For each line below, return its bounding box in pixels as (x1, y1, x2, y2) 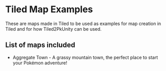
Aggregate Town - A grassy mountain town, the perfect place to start (12, 54, 158, 60)
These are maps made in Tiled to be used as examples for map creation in (5, 20, 161, 27)
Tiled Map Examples (5, 4, 93, 15)
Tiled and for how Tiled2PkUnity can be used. (5, 26, 102, 32)
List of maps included (5, 41, 76, 50)
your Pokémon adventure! (12, 60, 67, 66)
